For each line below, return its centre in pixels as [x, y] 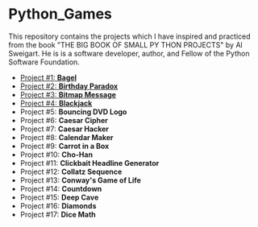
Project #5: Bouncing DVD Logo [73, 111]
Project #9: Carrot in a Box [64, 146]
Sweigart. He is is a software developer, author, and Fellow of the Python [129, 53]
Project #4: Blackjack [56, 103]
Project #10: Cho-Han [56, 155]
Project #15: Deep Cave [59, 197]
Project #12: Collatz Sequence [71, 171]
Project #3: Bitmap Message [68, 94]
